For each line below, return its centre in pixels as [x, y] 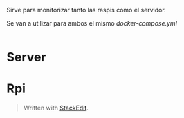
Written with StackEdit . [56, 108]
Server [26, 57]
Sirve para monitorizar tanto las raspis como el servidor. [86, 10]
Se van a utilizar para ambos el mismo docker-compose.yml [92, 23]
